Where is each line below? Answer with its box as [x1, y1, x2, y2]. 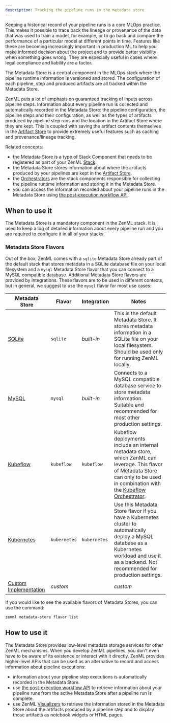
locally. [113, 361, 131, 368]
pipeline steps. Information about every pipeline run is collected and [5, 101, 148, 107]
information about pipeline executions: [5, 664, 86, 670]
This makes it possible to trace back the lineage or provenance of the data [5, 27, 161, 33]
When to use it [5, 207, 52, 215]
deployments [113, 435, 146, 442]
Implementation [8, 586, 45, 593]
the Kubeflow [113, 486, 146, 493]
